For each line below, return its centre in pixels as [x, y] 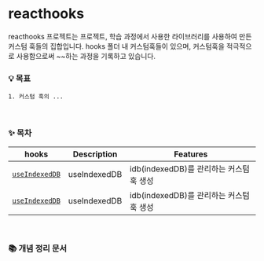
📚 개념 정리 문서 [38, 248]
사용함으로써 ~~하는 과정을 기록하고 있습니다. [86, 56]
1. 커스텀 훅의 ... [36, 97]
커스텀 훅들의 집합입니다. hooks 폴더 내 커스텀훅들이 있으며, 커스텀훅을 [117, 46]
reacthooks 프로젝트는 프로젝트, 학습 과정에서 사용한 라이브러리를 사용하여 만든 [130, 36]
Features [191, 154]
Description [95, 154]
